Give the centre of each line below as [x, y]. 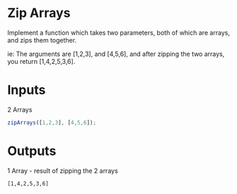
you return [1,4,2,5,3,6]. [41, 61]
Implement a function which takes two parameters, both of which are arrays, [119, 33]
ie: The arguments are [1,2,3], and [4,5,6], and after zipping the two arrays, [116, 54]
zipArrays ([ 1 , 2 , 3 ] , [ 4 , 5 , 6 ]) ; [52, 122]
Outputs [32, 151]
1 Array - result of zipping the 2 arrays [63, 171]
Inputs [27, 90]
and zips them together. [42, 40]
